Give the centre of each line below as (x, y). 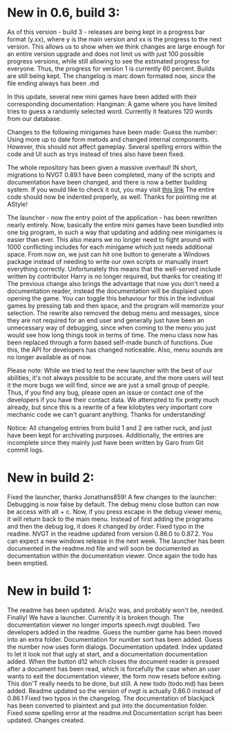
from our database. (35, 118)
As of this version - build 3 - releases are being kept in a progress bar (106, 32)
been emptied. (28, 563)
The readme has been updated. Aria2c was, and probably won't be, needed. (116, 610)
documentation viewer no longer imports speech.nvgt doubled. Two (104, 625)
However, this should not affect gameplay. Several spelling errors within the (115, 146)
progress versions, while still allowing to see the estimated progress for (108, 61)
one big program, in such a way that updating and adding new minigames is (115, 232)
